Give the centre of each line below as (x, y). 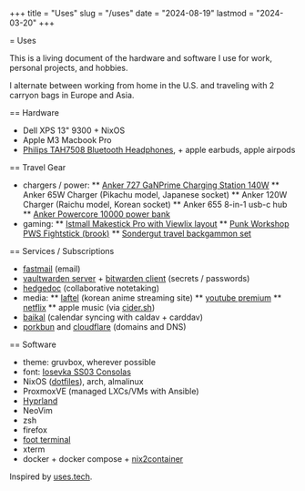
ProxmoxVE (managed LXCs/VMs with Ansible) (111, 391)
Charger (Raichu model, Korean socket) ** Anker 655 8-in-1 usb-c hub (155, 205)
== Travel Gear (38, 167)
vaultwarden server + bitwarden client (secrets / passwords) (136, 278)
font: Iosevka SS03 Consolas (77, 372)
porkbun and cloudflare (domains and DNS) (104, 327)
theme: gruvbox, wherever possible (89, 362)
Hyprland (40, 401)
